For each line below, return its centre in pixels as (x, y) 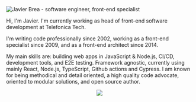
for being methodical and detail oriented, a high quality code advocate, (93, 75)
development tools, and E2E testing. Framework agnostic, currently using (95, 63)
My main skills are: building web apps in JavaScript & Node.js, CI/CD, (90, 56)
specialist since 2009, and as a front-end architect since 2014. (82, 45)
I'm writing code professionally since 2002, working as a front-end (87, 39)
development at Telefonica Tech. (46, 27)
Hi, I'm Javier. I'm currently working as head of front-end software (87, 21)
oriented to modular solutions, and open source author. (73, 82)
